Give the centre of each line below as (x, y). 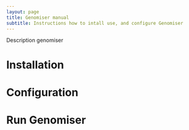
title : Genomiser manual (38, 18)
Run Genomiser (46, 120)
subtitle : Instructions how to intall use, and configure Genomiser (95, 23)
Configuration (43, 92)
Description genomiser (35, 41)
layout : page (23, 12)
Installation (35, 65)
